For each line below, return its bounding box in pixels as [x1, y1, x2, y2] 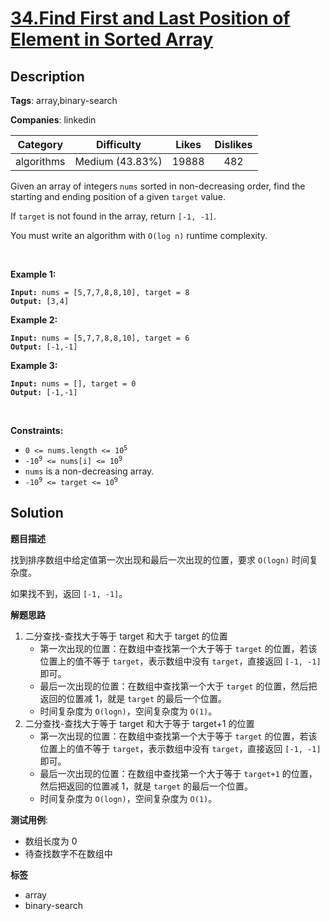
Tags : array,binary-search [10, 95, 118, 106]
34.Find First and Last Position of [10, 7, 291, 30]
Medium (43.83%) [74, 155, 163, 168]
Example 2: [10, 314, 58, 326]
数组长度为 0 [24, 835, 78, 847]
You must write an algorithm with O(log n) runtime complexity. [10, 230, 268, 241]
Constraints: [10, 425, 64, 436]
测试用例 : [10, 813, 49, 826]
